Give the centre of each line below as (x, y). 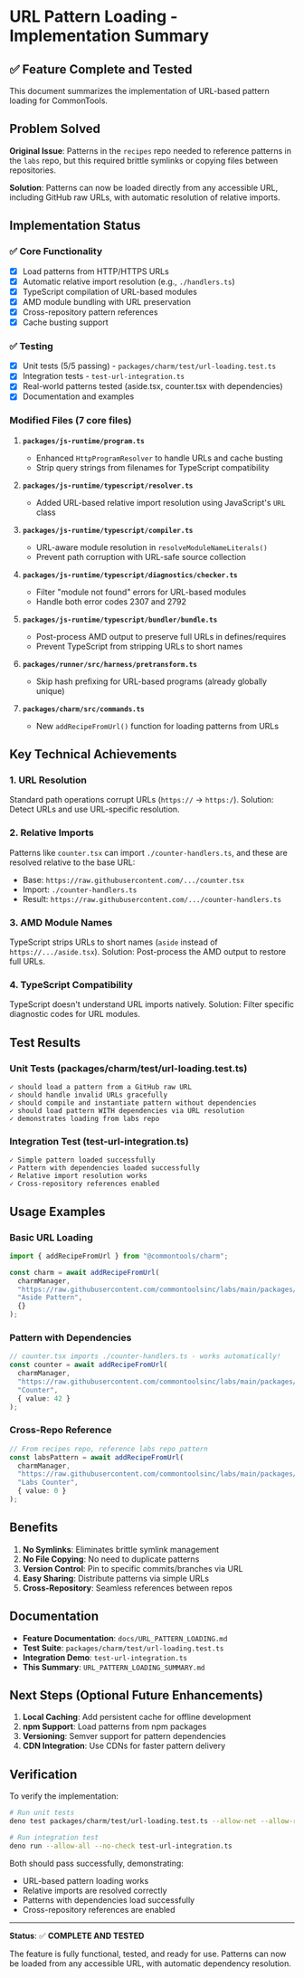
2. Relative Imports (52, 832)
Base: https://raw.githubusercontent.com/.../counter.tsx (133, 880)
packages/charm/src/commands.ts (83, 709)
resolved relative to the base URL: (72, 862)
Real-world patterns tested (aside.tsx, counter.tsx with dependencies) (152, 386)
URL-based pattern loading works (85, 1880)
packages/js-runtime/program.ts (83, 441)
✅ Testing (32, 346)
